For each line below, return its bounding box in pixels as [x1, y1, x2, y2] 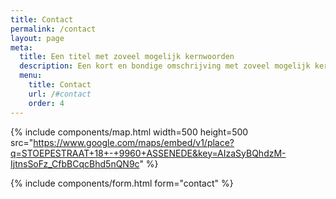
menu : [19, 71, 43, 81]
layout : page [10, 33, 65, 43]
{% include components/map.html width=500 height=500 [10, 126, 249, 138]
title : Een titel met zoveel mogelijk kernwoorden [19, 52, 235, 62]
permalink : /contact [10, 24, 97, 34]
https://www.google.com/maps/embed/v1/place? [33, 136, 235, 148]
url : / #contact [28, 89, 92, 99]
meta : [10, 42, 33, 53]
